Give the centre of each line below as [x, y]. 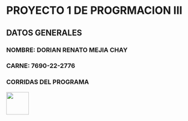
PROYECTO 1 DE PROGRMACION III [94, 11]
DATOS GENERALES [44, 33]
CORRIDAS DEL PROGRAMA [47, 82]
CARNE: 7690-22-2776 [41, 66]
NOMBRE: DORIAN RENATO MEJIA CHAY [67, 50]
